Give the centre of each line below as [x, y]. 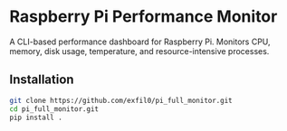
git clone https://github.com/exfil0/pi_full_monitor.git [121, 100]
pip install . [36, 117]
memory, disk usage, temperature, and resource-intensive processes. [139, 51]
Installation [42, 80]
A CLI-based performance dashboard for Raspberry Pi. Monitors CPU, [140, 42]
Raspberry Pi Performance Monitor [143, 17]
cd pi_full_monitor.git [54, 109]
